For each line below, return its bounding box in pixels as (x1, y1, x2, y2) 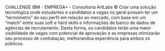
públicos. (5, 41, 24, 46)
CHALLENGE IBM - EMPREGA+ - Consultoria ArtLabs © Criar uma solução (5, 4, 157, 10)
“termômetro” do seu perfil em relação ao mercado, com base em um (5, 15, 146, 20)
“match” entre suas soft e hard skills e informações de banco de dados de (5, 20, 156, 25)
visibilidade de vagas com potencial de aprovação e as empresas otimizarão (5, 30, 160, 36)
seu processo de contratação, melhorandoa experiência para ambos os (5, 35, 150, 41)
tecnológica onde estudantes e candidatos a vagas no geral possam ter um (5, 9, 158, 15)
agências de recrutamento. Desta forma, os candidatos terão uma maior (5, 25, 151, 31)
